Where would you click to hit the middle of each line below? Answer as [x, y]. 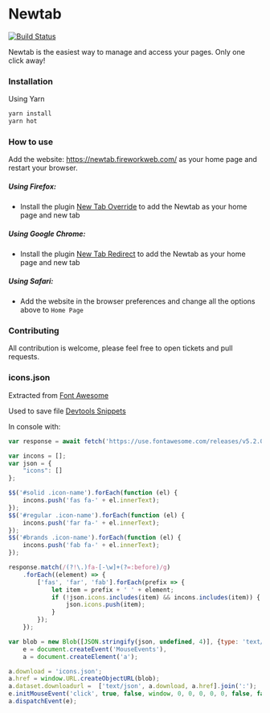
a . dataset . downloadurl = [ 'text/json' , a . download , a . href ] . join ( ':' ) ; [133, 686]
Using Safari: [31, 281]
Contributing [34, 331]
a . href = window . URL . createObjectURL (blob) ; [84, 679]
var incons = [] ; [37, 456]
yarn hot [23, 122]
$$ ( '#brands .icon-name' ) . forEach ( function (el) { [95, 538]
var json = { [30, 463]
